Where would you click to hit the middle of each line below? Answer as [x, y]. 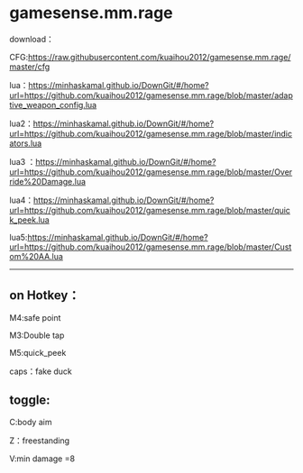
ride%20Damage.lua [48, 181]
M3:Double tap [37, 335]
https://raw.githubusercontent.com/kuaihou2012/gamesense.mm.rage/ [159, 57]
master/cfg [30, 67]
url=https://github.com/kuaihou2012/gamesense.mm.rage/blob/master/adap [151, 95]
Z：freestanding [40, 441]
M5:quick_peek [38, 352]
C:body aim [31, 422]
